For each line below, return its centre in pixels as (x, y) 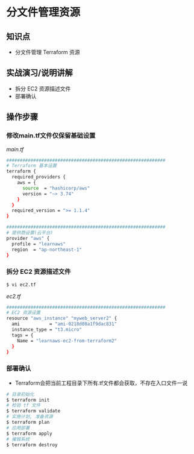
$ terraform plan (28, 423)
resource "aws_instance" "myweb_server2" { (62, 318)
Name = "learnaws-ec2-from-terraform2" (67, 341)
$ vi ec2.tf (21, 285)
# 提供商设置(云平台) (30, 233)
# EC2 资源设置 (23, 313)
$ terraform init (28, 400)
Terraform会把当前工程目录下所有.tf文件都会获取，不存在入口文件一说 (101, 383)
